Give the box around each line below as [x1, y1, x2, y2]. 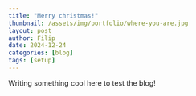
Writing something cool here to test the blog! [8, 78, 157, 88]
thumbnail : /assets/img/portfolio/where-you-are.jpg [8, 19, 189, 27]
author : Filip [8, 34, 56, 42]
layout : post [8, 26, 52, 34]
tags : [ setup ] [8, 57, 56, 65]
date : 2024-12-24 [8, 42, 67, 50]
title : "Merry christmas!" [8, 11, 99, 20]
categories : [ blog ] [8, 49, 74, 57]
